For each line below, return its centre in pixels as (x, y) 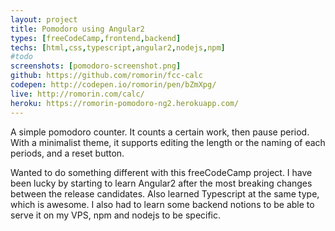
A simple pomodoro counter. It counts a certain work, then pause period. (160, 132)
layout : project (44, 19)
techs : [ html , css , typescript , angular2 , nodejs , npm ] (118, 47)
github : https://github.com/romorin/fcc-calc (106, 76)
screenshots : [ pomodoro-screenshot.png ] (96, 66)
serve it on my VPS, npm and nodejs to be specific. (116, 215)
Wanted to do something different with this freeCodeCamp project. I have (161, 172)
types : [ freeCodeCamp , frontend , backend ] (96, 38)
